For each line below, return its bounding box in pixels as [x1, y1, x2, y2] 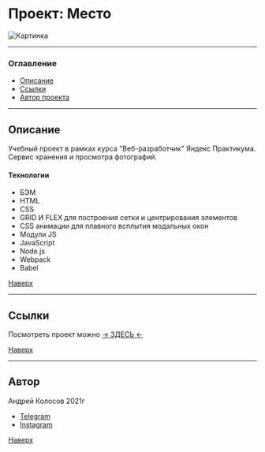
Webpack [19, 255, 51, 264]
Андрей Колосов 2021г [8, 396, 85, 405]
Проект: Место [8, 5, 112, 23]
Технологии [8, 170, 50, 180]
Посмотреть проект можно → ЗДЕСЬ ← [8, 330, 144, 339]
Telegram [19, 411, 51, 420]
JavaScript [19, 238, 55, 248]
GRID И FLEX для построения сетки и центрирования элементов [19, 213, 238, 222]
